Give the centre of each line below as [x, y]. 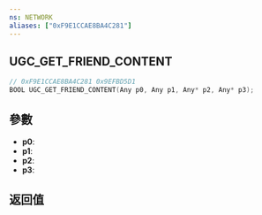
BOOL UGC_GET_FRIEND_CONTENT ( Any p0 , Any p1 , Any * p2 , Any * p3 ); [131, 90]
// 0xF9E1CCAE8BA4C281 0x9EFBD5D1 [73, 82]
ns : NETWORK [31, 17]
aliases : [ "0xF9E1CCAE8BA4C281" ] [71, 26]
